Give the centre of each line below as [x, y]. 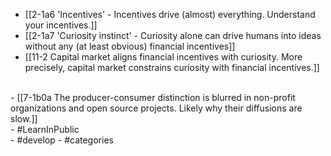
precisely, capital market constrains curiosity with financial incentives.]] [172, 67]
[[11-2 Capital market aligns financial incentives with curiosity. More [163, 57]
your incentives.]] [61, 25]
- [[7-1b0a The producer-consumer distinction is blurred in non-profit [153, 97]
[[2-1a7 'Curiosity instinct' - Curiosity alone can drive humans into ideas [173, 35]
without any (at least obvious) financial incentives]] [130, 46]
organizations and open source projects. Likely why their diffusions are [156, 108]
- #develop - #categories [62, 140]
